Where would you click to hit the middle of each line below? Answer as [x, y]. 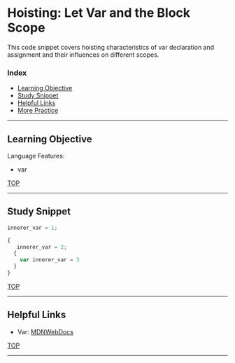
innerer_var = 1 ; [33, 228]
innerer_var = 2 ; [42, 247]
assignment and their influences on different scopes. [83, 55]
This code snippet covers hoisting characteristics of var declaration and [111, 47]
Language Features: [36, 156]
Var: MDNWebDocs [45, 331]
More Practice [38, 111]
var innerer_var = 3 [50, 260]
